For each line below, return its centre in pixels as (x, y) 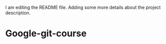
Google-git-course (46, 34)
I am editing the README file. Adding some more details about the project (83, 7)
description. (18, 13)
